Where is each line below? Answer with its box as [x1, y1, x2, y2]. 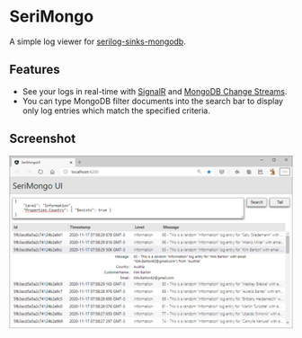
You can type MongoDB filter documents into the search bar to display [22, 95, 284, 106]
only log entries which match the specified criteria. [22, 105, 211, 116]
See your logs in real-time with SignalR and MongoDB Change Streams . [22, 85, 288, 96]
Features [9, 62, 60, 77]
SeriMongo [9, 6, 94, 27]
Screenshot [9, 131, 76, 147]
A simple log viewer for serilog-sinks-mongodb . [9, 36, 186, 47]
